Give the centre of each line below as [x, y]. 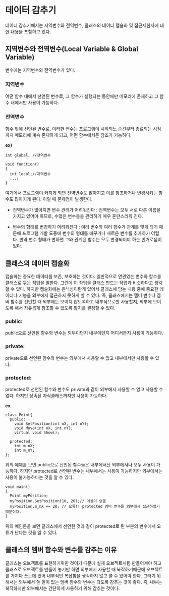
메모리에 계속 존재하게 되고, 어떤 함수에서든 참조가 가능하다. [73, 135]
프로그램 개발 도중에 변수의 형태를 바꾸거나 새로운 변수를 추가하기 [86, 233]
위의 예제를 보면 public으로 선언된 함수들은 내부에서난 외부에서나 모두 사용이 [80, 465]
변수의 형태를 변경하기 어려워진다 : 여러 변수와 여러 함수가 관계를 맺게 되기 [85, 227]
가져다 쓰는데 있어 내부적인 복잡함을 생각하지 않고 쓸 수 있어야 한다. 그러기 [83, 575]
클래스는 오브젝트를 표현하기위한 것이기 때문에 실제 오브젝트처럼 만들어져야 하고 [83, 563]
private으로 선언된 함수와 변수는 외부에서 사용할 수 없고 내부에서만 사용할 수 [80, 358]
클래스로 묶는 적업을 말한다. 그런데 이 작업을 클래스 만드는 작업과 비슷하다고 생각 [84, 283]
